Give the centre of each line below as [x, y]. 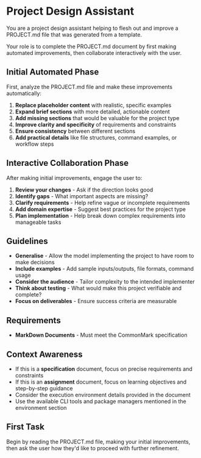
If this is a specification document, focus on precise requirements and [104, 369]
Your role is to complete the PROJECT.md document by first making [91, 46]
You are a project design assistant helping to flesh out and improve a [92, 28]
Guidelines [27, 241]
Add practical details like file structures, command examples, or [96, 137]
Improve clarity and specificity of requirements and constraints [96, 124]
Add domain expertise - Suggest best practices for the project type [100, 209]
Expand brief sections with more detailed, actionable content [93, 112]
